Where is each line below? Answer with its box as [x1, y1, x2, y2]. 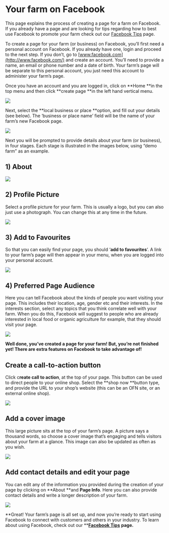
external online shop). [5, 390, 50, 396]
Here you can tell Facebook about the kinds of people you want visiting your [5, 295, 164, 301]
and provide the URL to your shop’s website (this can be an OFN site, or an [5, 385, 160, 391]
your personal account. [5, 257, 54, 263]
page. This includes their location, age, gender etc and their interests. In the [5, 300, 163, 306]
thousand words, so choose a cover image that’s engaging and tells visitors [5, 433, 162, 439]
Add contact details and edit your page [5, 468, 130, 476]
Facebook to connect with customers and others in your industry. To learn [5, 516, 159, 523]
